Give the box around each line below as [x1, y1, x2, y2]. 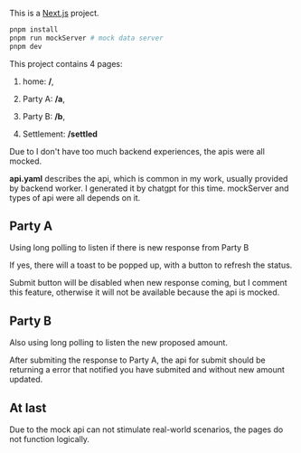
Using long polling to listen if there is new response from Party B [9, 242, 249, 253]
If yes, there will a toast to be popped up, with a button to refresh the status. [9, 260, 293, 270]
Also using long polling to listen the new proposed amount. [9, 337, 229, 348]
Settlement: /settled [22, 128, 98, 139]
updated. [9, 374, 43, 385]
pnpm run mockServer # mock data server [9, 33, 165, 42]
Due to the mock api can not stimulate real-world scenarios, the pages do [9, 424, 284, 435]
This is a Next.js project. [9, 8, 99, 18]
